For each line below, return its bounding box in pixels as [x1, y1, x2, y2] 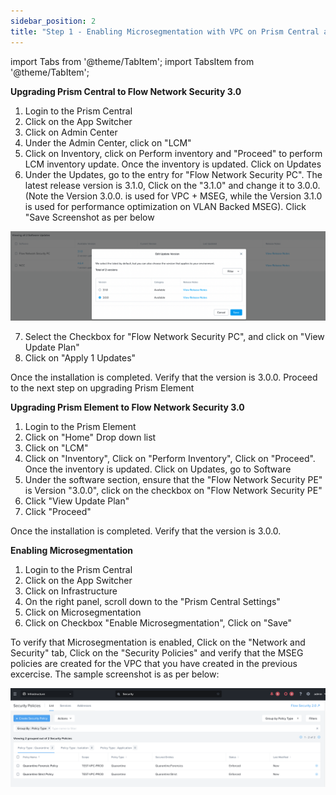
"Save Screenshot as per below [24, 211, 155, 223]
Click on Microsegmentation [24, 606, 142, 619]
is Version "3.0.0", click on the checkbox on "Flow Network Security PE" [24, 485, 323, 497]
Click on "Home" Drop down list [24, 431, 157, 444]
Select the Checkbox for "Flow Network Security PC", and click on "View [24, 331, 325, 343]
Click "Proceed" [24, 506, 92, 518]
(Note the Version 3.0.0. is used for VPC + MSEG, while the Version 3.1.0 [24, 190, 323, 202]
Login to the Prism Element [24, 421, 137, 433]
